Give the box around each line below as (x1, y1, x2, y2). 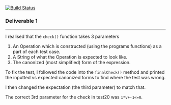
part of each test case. (12, 48, 61, 55)
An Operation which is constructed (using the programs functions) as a (12, 43, 162, 49)
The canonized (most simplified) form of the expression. (12, 60, 131, 66)
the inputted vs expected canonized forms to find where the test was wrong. (5, 75, 166, 81)
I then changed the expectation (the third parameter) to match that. (5, 84, 146, 90)
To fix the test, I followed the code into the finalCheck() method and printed (5, 69, 165, 75)
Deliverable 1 (5, 17, 38, 24)
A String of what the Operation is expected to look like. (12, 54, 128, 60)
